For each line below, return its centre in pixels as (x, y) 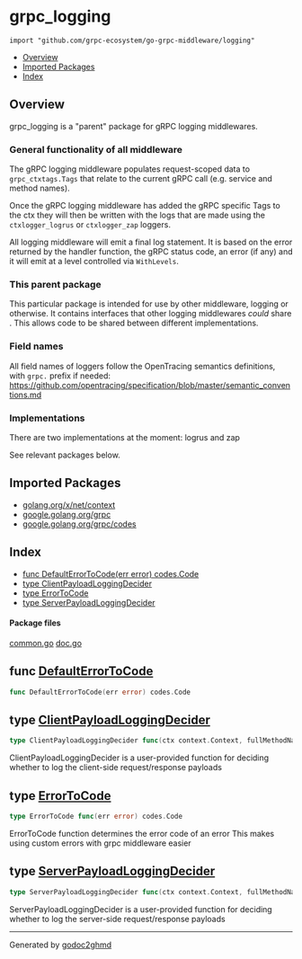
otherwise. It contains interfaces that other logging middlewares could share (151, 314)
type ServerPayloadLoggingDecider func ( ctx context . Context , (126, 892)
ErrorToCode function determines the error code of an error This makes (142, 833)
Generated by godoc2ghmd (61, 945)
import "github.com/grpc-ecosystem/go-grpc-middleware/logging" (132, 40)
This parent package (55, 284)
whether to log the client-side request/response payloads (116, 768)
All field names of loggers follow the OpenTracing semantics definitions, (142, 366)
